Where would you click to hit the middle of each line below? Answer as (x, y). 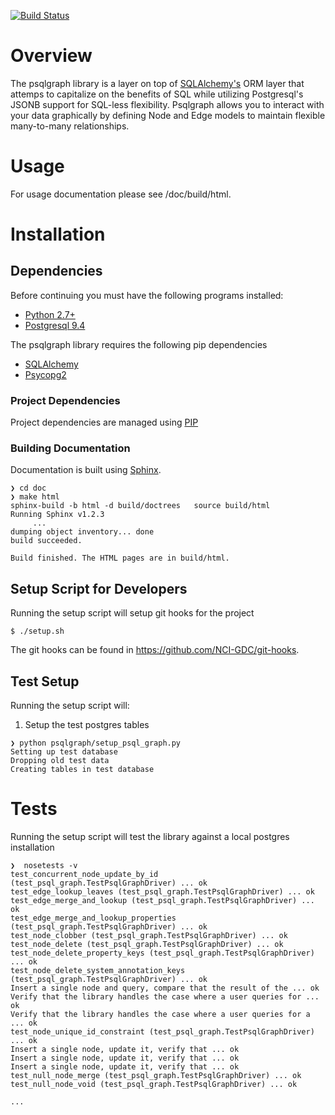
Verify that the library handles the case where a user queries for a (160, 1015)
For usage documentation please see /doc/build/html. (121, 194)
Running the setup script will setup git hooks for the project (132, 613)
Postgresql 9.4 (55, 325)
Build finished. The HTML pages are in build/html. (120, 558)
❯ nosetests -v (44, 866)
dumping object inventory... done (82, 532)
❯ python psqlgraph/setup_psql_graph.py (96, 743)
